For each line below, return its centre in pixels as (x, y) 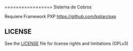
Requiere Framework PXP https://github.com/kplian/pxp (60, 16)
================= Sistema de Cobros (48, 7)
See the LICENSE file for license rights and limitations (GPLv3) (66, 43)
